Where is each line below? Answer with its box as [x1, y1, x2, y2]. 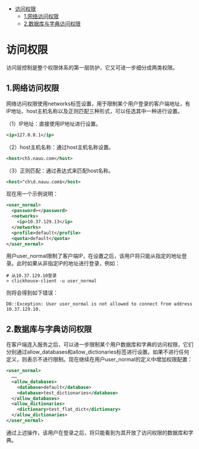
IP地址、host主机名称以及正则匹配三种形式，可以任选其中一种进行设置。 [6, 107, 183, 114]
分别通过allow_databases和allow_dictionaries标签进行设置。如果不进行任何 [6, 348, 189, 356]
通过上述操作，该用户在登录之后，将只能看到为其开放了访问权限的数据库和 [6, 429, 188, 436]
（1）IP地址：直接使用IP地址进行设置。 [6, 120, 102, 127]
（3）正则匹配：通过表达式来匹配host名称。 [6, 167, 114, 174]
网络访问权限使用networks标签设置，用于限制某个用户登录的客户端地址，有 [6, 100, 191, 107]
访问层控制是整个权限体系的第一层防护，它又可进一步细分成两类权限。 [6, 64, 178, 71]
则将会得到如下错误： [6, 289, 58, 297]
